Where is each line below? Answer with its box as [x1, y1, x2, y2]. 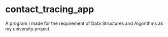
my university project [5, 25, 50, 31]
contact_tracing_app [5, 4, 94, 15]
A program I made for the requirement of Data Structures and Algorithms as [5, 20, 163, 26]
